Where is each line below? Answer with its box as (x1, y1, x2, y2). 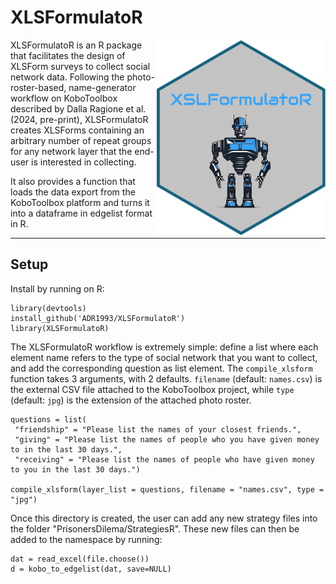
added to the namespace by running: (10, 533, 163, 545)
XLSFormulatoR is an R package (10, 39, 143, 51)
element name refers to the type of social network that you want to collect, (10, 351, 318, 363)
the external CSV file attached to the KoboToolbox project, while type (10, 383, 295, 395)
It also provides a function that (10, 175, 136, 187)
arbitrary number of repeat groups (10, 134, 152, 146)
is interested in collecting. (31, 156, 137, 168)
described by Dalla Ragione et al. (10, 102, 147, 115)
